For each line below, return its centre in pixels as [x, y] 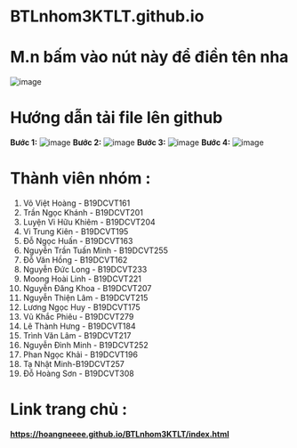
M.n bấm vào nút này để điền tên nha [149, 57]
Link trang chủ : [69, 409]
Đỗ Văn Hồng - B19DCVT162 [75, 260]
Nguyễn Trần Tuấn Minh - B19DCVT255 [95, 250]
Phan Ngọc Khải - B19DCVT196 [80, 354]
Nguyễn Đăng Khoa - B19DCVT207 [87, 288]
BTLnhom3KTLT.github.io [107, 16]
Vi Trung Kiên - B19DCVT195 [76, 232]
